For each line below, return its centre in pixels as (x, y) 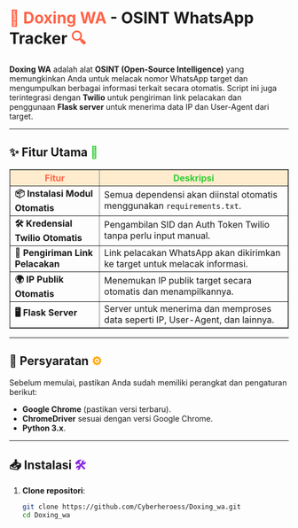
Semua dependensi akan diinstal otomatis (191, 195)
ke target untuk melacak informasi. (176, 263)
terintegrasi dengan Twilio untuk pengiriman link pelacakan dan (125, 97)
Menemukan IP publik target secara (178, 281)
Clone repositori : (54, 491)
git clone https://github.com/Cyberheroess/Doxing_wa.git (131, 507)
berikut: (24, 392)
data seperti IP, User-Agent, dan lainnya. (189, 320)
